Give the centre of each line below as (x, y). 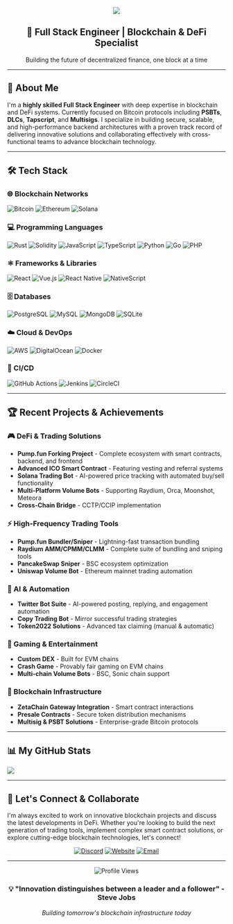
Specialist (116, 43)
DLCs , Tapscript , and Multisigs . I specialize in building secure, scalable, (111, 119)
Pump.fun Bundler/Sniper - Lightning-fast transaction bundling (108, 541)
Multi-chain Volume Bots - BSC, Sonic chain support (93, 674)
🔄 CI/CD (21, 368)
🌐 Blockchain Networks (48, 193)
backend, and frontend (50, 461)
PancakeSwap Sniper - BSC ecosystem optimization (93, 564)
